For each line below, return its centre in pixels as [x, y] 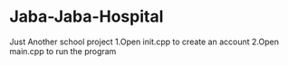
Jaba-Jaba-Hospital [86, 17]
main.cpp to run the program [63, 51]
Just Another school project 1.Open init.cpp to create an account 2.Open [144, 42]
